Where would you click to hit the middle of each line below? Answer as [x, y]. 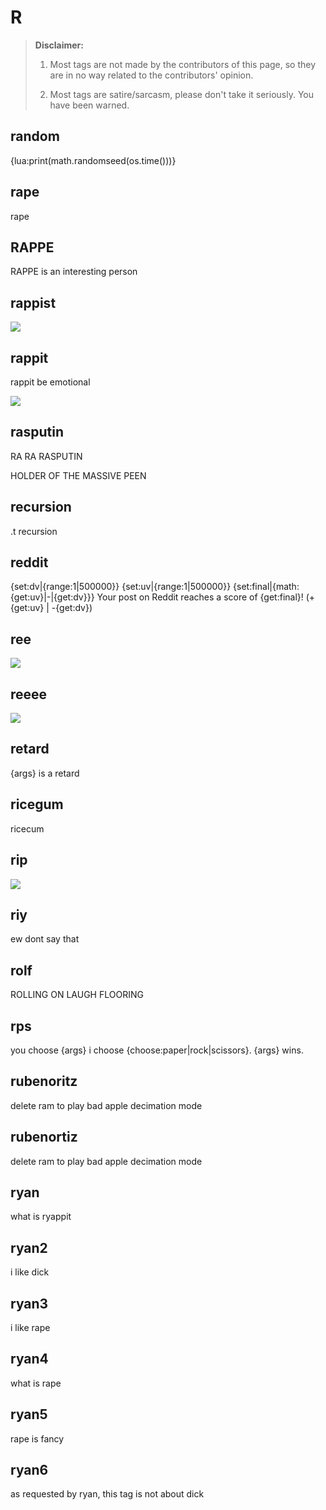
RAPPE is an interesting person [74, 272]
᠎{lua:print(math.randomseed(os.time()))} [93, 160]
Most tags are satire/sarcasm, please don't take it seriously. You [181, 94]
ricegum [37, 804]
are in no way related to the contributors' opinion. [151, 75]
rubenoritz [44, 1081]
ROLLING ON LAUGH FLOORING [77, 995]
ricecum [27, 828]
